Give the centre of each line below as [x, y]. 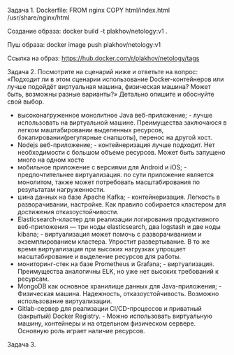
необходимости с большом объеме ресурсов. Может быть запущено [121, 152]
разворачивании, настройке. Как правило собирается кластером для [122, 204]
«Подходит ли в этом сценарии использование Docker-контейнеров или [116, 79]
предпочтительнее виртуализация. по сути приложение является [116, 175]
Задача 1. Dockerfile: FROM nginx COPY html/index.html [88, 10]
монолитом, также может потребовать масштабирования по [109, 182]
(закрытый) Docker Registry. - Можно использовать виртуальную [115, 316]
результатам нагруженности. [61, 189]
